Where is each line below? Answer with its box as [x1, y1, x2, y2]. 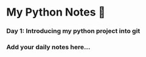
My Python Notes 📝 [6, 5, 106, 19]
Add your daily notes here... [6, 43, 91, 52]
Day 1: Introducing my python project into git [6, 27, 141, 35]
